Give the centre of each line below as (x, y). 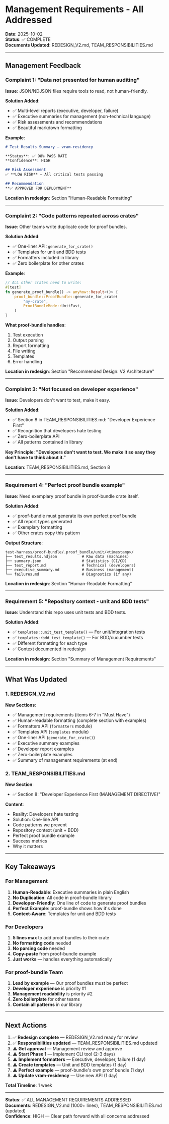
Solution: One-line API (35, 819)
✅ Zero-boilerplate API (36, 436)
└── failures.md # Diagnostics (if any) (68, 574)
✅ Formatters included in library (46, 258)
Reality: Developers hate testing (46, 814)
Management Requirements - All (74, 9)
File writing (24, 351)
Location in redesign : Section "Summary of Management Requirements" (81, 659)
